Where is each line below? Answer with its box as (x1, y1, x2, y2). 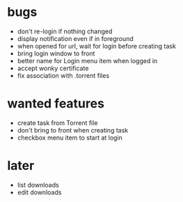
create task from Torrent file (17, 119, 98, 127)
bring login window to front (17, 49, 95, 58)
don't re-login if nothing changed (17, 27, 113, 35)
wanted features (7, 96, 104, 112)
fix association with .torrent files (17, 71, 110, 80)
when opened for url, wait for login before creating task (17, 42, 176, 50)
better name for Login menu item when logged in (17, 56, 158, 65)
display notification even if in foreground (17, 34, 134, 42)
